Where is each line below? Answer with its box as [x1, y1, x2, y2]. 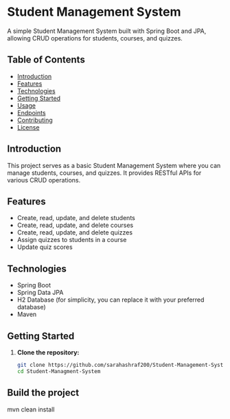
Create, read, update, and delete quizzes [16, 228, 133, 237]
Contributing [16, 116, 53, 124]
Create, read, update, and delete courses [16, 221, 134, 230]
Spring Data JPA [16, 289, 64, 297]
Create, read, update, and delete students [16, 214, 135, 222]
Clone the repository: [16, 348, 80, 357]
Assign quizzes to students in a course [16, 236, 127, 244]
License [16, 123, 40, 131]
